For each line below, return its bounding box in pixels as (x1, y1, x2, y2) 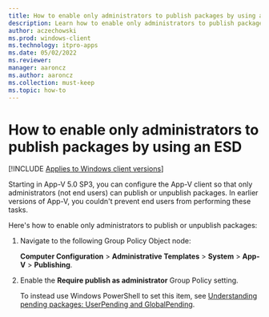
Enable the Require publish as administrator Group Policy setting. (19, 275, 239, 285)
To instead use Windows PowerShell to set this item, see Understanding (19, 291, 258, 301)
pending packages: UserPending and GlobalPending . (19, 299, 195, 309)
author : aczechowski (8, 26, 78, 34)
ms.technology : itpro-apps (8, 42, 98, 50)
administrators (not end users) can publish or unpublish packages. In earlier (8, 188, 259, 198)
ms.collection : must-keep (8, 78, 94, 86)
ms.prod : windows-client (8, 34, 91, 42)
